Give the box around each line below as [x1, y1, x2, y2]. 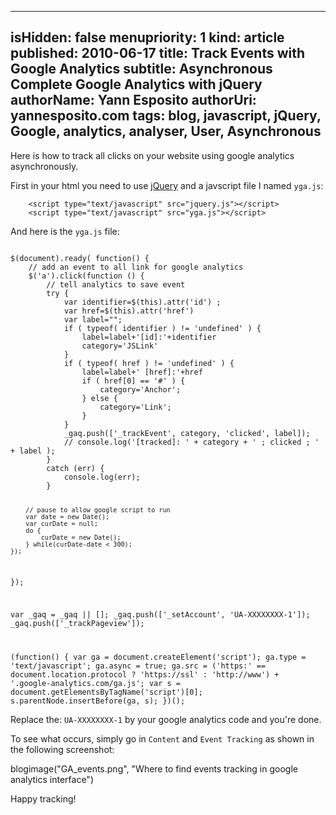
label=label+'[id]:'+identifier [81, 332, 217, 342]
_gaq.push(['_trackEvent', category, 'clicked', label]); [63, 428, 311, 438]
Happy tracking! [10, 793, 77, 805]
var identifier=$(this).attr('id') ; [63, 297, 222, 307]
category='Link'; [99, 402, 172, 412]
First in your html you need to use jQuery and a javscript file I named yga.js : [10, 179, 324, 191]
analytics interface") [10, 774, 94, 786]
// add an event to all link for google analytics [28, 262, 244, 272]
